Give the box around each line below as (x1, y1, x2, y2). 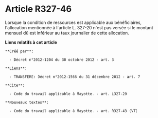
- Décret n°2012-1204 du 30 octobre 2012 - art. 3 (9, 57, 114, 62)
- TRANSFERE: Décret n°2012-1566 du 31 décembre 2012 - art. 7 (9, 74, 140, 79)
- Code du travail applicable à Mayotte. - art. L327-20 (9, 91, 127, 96)
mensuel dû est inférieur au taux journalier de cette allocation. (5, 30, 129, 36)
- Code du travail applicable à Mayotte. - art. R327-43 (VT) (9, 108, 138, 113)
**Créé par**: (5, 49, 34, 54)
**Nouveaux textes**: (5, 100, 49, 105)
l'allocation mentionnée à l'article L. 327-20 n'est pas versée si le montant (5, 24, 153, 30)
